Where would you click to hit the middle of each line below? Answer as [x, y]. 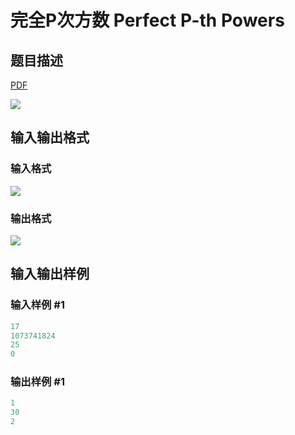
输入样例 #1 [37, 305]
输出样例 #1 [37, 382]
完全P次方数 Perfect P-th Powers [147, 20]
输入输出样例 [50, 274]
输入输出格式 [50, 137]
